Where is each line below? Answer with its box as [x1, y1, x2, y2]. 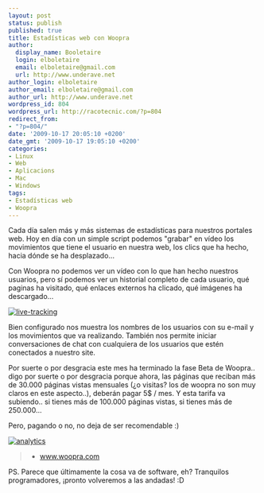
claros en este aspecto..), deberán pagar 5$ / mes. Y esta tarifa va [8, 389, 226, 398]
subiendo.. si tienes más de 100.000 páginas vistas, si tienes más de [8, 397, 233, 406]
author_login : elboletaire [8, 78, 98, 86]
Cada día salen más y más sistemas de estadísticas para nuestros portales [8, 226, 253, 235]
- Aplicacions [8, 167, 56, 175]
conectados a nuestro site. [8, 347, 95, 358]
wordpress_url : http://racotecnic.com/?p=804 [8, 108, 161, 116]
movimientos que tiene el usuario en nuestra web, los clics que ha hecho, [8, 243, 249, 252]
